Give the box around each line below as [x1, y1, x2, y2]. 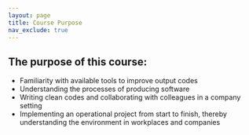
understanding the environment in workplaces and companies [19, 118, 221, 127]
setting [19, 101, 42, 111]
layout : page [8, 11, 51, 20]
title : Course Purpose [8, 19, 82, 27]
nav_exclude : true [8, 26, 68, 34]
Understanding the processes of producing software [19, 84, 190, 94]
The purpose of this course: [8, 55, 148, 68]
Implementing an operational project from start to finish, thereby [19, 109, 228, 119]
